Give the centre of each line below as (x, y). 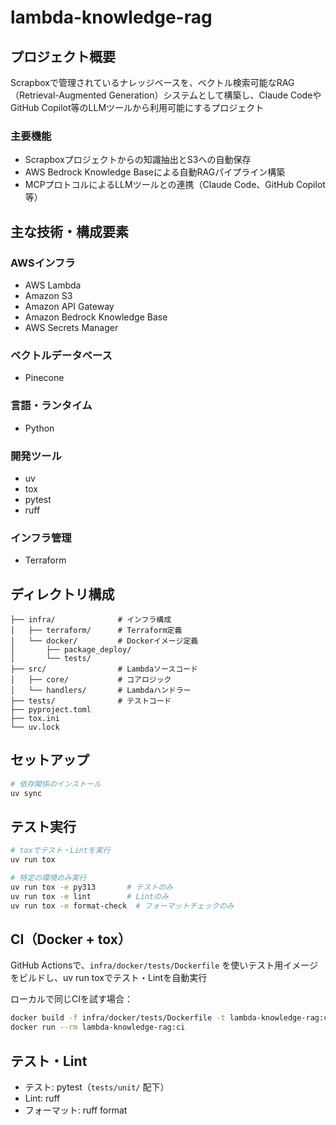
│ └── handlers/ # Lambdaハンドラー (101, 690)
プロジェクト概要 (63, 56)
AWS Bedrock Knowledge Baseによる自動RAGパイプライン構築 (155, 172)
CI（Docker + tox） (71, 939)
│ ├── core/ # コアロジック (91, 679)
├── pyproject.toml (51, 709)
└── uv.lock (35, 727)
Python (39, 428)
